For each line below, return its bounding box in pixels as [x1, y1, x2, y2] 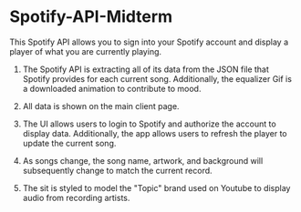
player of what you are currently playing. [9, 45, 162, 56]
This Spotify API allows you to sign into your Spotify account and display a [9, 36, 289, 47]
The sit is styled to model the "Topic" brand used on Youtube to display [22, 182, 291, 193]
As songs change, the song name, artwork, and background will [22, 155, 264, 166]
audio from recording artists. [22, 192, 130, 203]
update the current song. [22, 137, 117, 148]
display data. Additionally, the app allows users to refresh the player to [22, 127, 287, 138]
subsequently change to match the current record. [22, 165, 213, 176]
